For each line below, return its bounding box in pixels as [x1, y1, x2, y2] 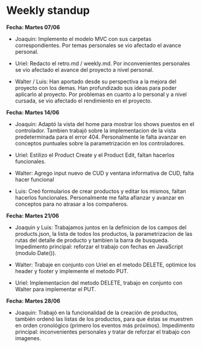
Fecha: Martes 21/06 [6, 212, 59, 219]
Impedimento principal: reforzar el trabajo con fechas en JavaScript [14, 242, 183, 250]
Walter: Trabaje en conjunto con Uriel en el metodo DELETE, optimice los [14, 261, 196, 268]
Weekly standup [6, 4, 90, 17]
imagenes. [14, 334, 41, 341]
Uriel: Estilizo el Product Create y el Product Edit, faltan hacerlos [14, 151, 175, 159]
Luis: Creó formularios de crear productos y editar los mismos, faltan [14, 188, 186, 195]
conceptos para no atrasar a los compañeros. [14, 200, 128, 207]
